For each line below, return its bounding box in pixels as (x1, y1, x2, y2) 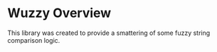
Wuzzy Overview (7, 5, 112, 21)
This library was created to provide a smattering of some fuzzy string (7, 28, 211, 37)
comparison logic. (7, 36, 60, 44)
